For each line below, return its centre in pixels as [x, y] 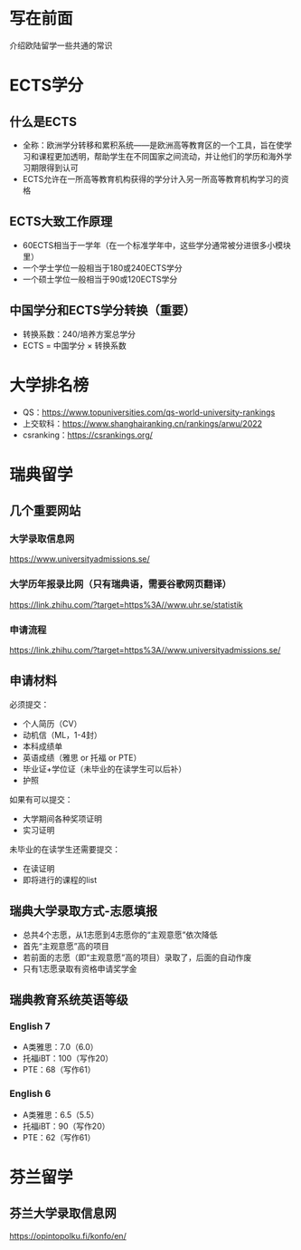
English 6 [30, 1094]
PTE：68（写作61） [59, 1070]
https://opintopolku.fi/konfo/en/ [68, 1236]
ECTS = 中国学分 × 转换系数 [74, 345]
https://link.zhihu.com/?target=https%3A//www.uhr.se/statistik [126, 604]
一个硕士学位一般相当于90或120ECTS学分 [100, 279]
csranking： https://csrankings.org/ [88, 435]
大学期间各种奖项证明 [62, 818]
